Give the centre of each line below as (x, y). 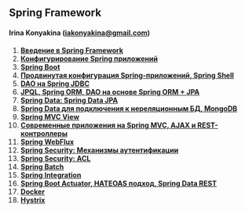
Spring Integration (51, 174)
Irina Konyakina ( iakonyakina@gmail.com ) (80, 32)
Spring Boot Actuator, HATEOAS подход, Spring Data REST (119, 183)
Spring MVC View (50, 117)
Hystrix (33, 199)
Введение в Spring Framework (72, 50)
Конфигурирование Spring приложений (89, 59)
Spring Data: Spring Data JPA (69, 100)
